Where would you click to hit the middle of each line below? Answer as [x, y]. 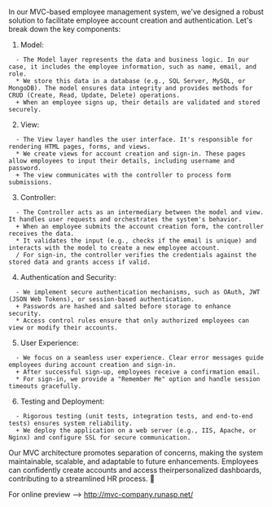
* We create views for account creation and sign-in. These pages [131, 154]
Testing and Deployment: [62, 401]
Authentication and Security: [68, 277]
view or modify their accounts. [63, 328]
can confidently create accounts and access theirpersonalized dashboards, [135, 470]
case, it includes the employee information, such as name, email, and [132, 67]
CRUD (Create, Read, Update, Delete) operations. [94, 95]
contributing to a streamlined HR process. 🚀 [81, 479]
